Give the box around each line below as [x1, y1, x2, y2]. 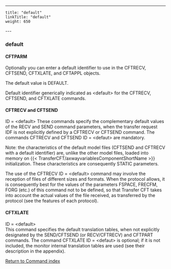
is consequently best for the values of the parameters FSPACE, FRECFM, [5, 182, 158, 188]
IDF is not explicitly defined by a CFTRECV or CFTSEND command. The [5, 129, 155, 135]
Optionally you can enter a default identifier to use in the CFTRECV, [5, 65, 146, 71]
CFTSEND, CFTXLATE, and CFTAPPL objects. [5, 70, 101, 77]
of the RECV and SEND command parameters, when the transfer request [5, 124, 158, 130]
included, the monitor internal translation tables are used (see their [5, 242, 145, 249]
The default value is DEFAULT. [5, 80, 69, 86]
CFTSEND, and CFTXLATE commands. [5, 95, 87, 102]
